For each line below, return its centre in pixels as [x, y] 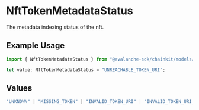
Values [19, 88]
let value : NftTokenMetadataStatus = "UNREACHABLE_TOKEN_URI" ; [86, 70]
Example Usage [36, 46]
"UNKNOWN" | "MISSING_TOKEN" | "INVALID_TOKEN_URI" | [74, 102]
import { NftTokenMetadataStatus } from [57, 59]
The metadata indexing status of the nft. [55, 27]
